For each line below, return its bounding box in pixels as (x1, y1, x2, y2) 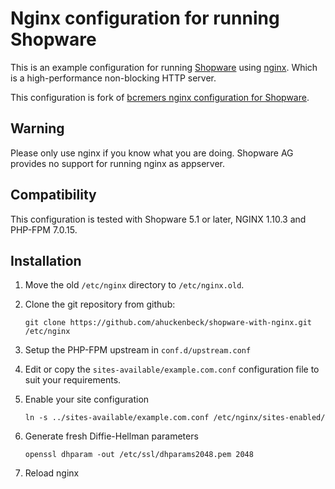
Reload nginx (24, 467, 80, 479)
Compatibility (10, 187, 97, 204)
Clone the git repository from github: (24, 298, 176, 311)
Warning (10, 120, 65, 137)
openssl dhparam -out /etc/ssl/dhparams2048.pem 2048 (24, 450, 254, 460)
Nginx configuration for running (10, 7, 280, 30)
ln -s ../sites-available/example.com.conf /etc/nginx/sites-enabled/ (24, 413, 326, 423)
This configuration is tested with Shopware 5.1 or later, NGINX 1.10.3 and (10, 213, 307, 225)
